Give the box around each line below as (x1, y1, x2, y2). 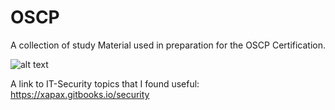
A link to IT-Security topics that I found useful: (10, 77, 200, 90)
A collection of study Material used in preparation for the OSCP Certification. (10, 39, 327, 51)
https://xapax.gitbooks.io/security (10, 88, 150, 100)
